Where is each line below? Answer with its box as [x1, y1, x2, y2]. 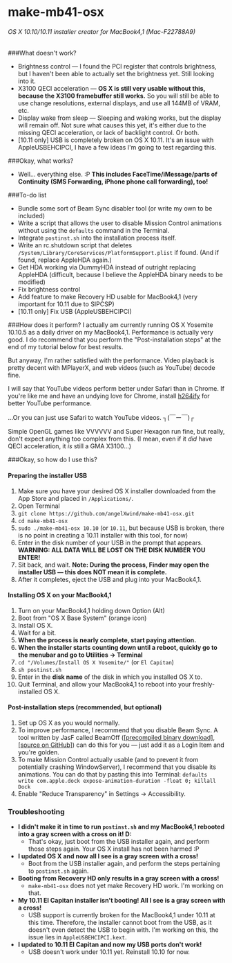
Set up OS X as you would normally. [17, 718, 120, 727]
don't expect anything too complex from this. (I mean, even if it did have [8, 434, 213, 443]
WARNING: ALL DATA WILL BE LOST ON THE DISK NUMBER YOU [17, 545, 206, 554]
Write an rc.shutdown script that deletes [17, 241, 133, 249]
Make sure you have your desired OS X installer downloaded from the [17, 486, 216, 495]
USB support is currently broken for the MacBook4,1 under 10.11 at [28, 911, 215, 919]
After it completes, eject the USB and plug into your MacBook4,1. [17, 575, 202, 583]
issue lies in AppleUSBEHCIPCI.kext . [28, 933, 127, 942]
